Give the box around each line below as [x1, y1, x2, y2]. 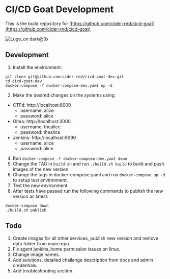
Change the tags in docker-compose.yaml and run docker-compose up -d [12, 171, 165, 177]
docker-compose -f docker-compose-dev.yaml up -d [5, 83, 113, 88]
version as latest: [12, 193, 49, 199]
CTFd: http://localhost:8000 [12, 102, 71, 108]
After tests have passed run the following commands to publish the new [12, 188, 163, 194]
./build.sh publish [5, 207, 47, 213]
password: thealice [20, 129, 61, 135]
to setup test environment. [12, 177, 68, 183]
